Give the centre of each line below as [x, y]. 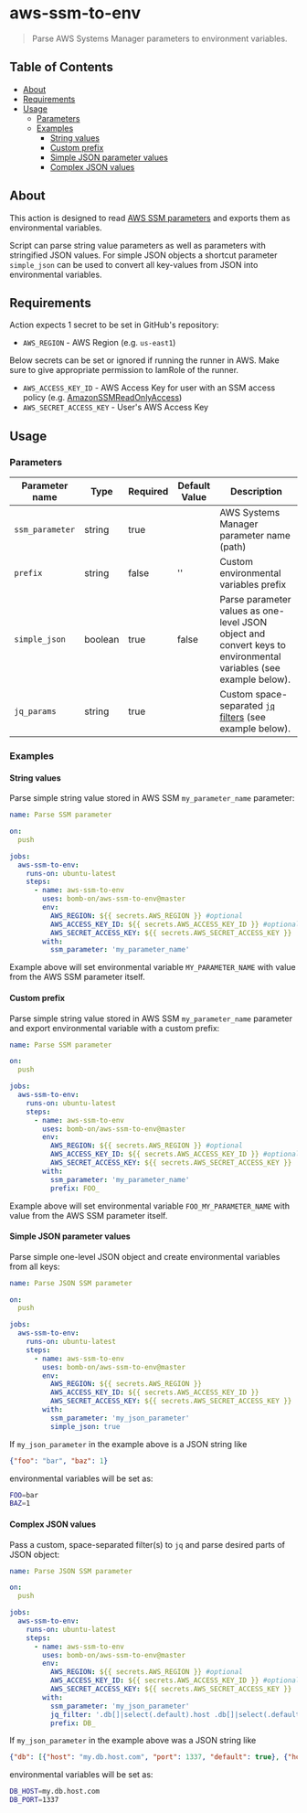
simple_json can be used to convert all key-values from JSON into [134, 264]
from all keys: [35, 1266]
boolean [102, 640]
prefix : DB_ [73, 1723]
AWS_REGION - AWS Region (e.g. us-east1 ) [99, 343]
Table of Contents [62, 67]
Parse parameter [255, 600]
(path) [233, 547]
